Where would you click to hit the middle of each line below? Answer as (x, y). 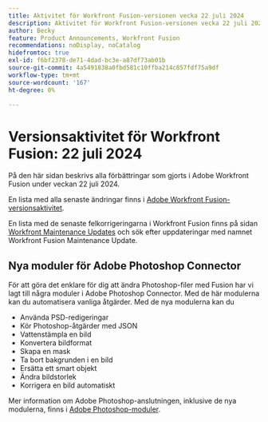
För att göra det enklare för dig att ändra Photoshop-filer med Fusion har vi (131, 285)
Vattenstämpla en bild (55, 334)
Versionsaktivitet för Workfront (114, 136)
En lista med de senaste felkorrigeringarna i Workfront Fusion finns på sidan (133, 224)
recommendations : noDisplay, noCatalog (75, 46)
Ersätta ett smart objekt (58, 368)
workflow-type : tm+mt (44, 75)
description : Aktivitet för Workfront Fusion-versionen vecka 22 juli (128, 23)
